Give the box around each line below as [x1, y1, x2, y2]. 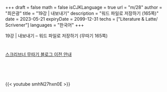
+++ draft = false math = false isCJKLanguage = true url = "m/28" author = [5, 5, 162, 10]
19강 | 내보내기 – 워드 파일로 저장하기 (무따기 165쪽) [5, 33, 108, 38]
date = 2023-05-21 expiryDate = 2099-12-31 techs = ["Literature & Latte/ [5, 16, 158, 22]
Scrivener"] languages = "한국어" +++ [5, 22, 84, 28]
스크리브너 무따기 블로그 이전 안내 [5, 52, 72, 58]
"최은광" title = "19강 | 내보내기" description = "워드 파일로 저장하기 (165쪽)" [5, 10, 159, 16]
